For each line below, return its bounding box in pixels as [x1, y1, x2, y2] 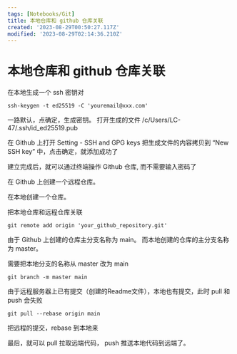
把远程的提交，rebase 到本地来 [7, 323, 99, 332]
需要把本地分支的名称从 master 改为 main [7, 259, 128, 268]
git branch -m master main [7, 274, 88, 281]
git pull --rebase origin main [7, 311, 101, 318]
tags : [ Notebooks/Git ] [7, 10, 75, 18]
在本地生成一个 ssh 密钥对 [7, 88, 84, 97]
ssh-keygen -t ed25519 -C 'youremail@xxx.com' [7, 103, 148, 110]
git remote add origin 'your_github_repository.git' [7, 222, 168, 229]
